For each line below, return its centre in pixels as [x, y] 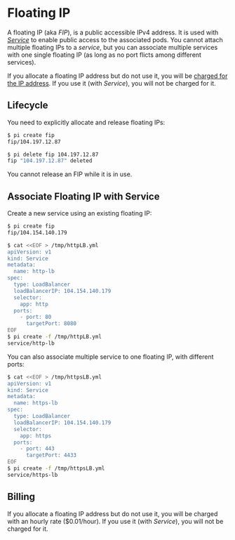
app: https [36, 436]
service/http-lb [31, 343]
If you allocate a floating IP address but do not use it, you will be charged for [117, 76]
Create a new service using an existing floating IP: [80, 213]
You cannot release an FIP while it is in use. [70, 174]
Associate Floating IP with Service [83, 196]
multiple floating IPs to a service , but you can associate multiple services [113, 47]
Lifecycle [28, 106]
